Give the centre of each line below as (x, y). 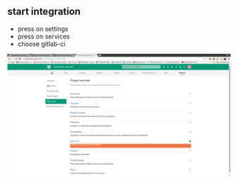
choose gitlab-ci (41, 44)
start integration (44, 12)
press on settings (43, 28)
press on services (44, 36)
